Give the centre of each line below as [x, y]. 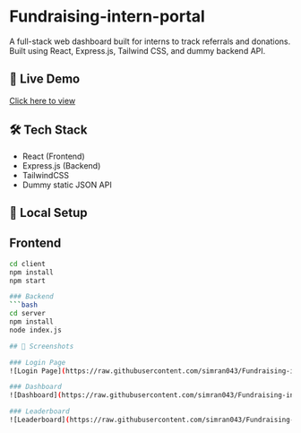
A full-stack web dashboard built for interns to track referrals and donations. [150, 41]
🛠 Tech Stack [48, 130]
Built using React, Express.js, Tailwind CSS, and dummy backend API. [138, 50]
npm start [28, 281]
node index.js [36, 330]
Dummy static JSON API [67, 185]
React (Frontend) [53, 156]
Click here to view [43, 100]
